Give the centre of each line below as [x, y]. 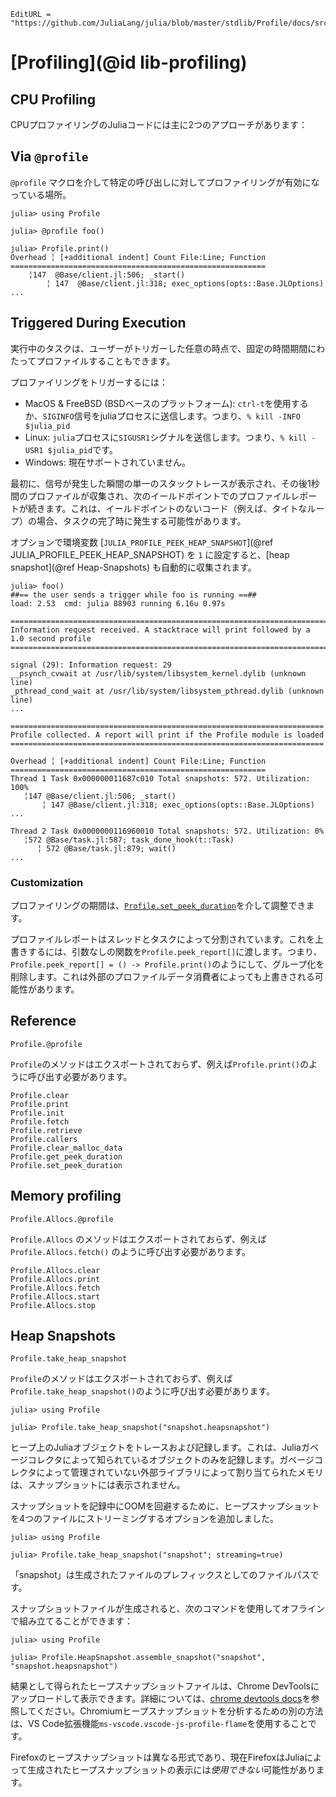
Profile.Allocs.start [55, 1296]
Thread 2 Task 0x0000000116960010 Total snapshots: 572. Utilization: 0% [167, 831]
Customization [47, 882]
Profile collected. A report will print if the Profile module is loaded [167, 735]
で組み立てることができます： [71, 1621]
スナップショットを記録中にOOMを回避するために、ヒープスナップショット [165, 1506]
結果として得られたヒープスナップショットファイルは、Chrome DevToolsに [165, 1686]
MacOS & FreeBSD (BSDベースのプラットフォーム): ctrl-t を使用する [166, 403]
